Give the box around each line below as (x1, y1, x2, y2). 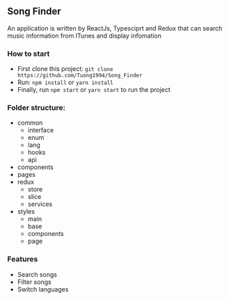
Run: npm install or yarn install (17, 78, 113, 86)
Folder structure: (7, 103, 66, 113)
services (27, 200, 53, 208)
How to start (7, 49, 50, 58)
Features (7, 254, 38, 264)
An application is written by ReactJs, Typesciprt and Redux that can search (7, 24, 223, 32)
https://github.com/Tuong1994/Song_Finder (17, 72, 143, 79)
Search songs (17, 270, 58, 278)
